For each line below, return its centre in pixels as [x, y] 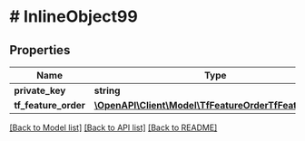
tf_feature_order [50, 105]
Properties [40, 50]
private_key [40, 90]
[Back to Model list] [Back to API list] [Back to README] [113, 127]
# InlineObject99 [74, 17]
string [107, 90]
